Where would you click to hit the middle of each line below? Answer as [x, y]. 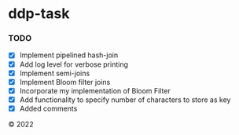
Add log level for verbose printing [74, 64]
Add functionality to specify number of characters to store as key [125, 100]
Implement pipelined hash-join [69, 55]
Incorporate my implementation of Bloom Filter [95, 90]
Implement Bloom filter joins [65, 82]
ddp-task [39, 14]
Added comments [48, 108]
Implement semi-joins [55, 73]
